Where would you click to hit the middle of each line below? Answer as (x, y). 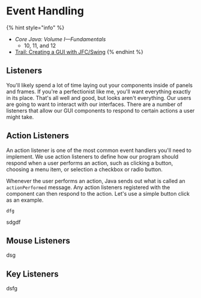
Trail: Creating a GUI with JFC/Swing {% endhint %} (79, 51)
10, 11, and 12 (40, 45)
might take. (20, 117)
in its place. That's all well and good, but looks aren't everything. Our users (99, 98)
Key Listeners (32, 274)
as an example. (25, 200)
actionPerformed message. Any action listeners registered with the (88, 187)
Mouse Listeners (38, 241)
